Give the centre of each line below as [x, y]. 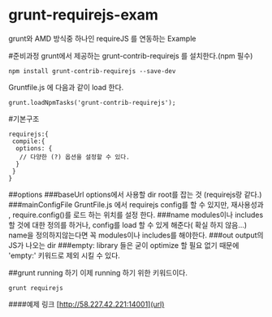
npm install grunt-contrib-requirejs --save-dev [92, 71]
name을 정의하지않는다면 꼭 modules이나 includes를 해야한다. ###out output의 [136, 235]
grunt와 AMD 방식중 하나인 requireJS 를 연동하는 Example [102, 38]
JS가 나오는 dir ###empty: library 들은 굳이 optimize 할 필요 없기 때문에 [124, 245]
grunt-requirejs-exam [83, 15]
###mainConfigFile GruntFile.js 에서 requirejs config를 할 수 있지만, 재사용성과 [136, 204]
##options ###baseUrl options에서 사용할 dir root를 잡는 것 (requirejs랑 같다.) [135, 194]
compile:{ [28, 141]
